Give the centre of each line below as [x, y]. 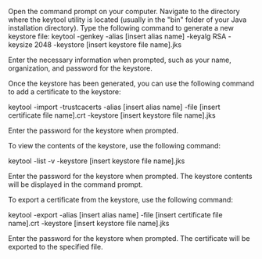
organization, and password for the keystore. [80, 68]
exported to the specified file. [56, 247]
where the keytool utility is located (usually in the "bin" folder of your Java [127, 20]
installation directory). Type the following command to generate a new [121, 28]
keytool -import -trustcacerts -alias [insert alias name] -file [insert [114, 107]
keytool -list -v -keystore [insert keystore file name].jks [97, 161]
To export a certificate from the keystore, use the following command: [120, 200]
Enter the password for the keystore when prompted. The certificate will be [129, 238]
